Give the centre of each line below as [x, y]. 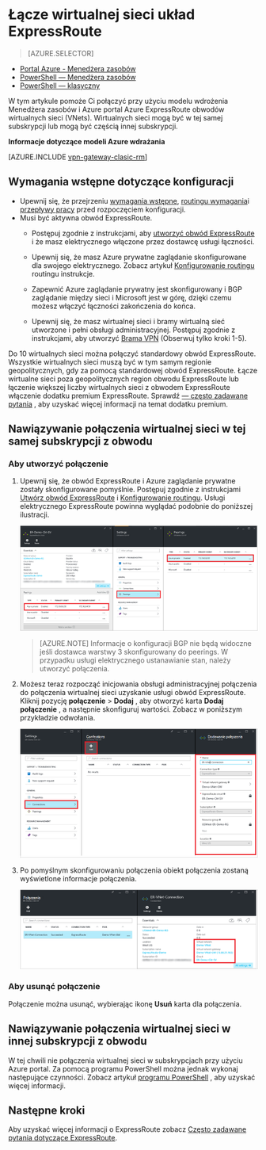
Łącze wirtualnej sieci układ [102, 15]
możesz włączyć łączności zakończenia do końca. [114, 306]
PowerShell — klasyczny [60, 86]
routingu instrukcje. [63, 273]
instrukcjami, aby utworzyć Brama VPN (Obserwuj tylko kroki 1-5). [139, 338]
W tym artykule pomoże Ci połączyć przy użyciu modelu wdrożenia [118, 101]
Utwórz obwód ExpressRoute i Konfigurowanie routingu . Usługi [122, 498]
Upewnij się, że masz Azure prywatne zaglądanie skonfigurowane [139, 257]
